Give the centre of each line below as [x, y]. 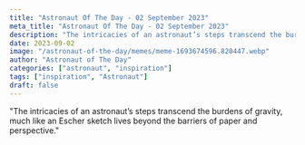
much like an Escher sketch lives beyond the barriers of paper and [133, 121]
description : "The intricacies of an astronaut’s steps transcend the [146, 34]
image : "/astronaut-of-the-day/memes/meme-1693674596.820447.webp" [140, 52]
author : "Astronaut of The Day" [70, 60]
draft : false [34, 85]
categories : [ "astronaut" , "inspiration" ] [91, 69]
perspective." [34, 130]
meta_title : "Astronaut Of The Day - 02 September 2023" [119, 26]
